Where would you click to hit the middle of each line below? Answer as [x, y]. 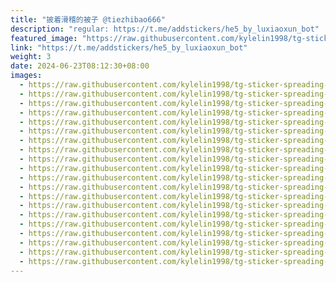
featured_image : [44, 38]
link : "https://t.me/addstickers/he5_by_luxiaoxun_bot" [129, 47]
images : [26, 76]
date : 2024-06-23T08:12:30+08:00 [80, 66]
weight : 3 [31, 57]
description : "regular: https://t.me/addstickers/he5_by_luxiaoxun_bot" [165, 29]
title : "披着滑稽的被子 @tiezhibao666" [88, 19]
